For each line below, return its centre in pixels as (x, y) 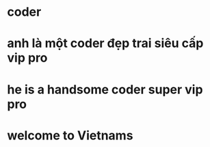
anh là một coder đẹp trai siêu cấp (105, 44)
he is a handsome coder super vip (105, 89)
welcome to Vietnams (70, 135)
